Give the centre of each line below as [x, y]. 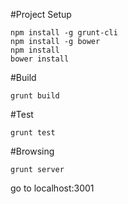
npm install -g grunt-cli [64, 33]
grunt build [35, 96]
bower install [40, 59]
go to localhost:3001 [52, 188]
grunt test [33, 133]
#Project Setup [41, 14]
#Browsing [32, 151]
